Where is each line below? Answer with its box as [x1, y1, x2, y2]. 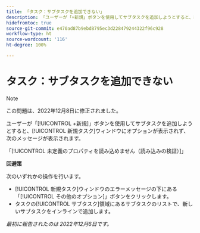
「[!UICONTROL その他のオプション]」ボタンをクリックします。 [14, 192, 172, 200]
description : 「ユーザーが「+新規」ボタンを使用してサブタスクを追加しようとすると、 [6, 14, 194, 20]
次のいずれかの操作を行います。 [6, 172, 85, 179]
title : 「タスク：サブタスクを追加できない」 [6, 8, 105, 15]
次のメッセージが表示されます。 [6, 135, 85, 142]
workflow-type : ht [6, 31, 52, 37]
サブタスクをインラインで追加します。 [20, 207, 114, 215]
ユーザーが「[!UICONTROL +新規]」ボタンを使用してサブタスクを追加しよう [6, 120, 193, 127]
